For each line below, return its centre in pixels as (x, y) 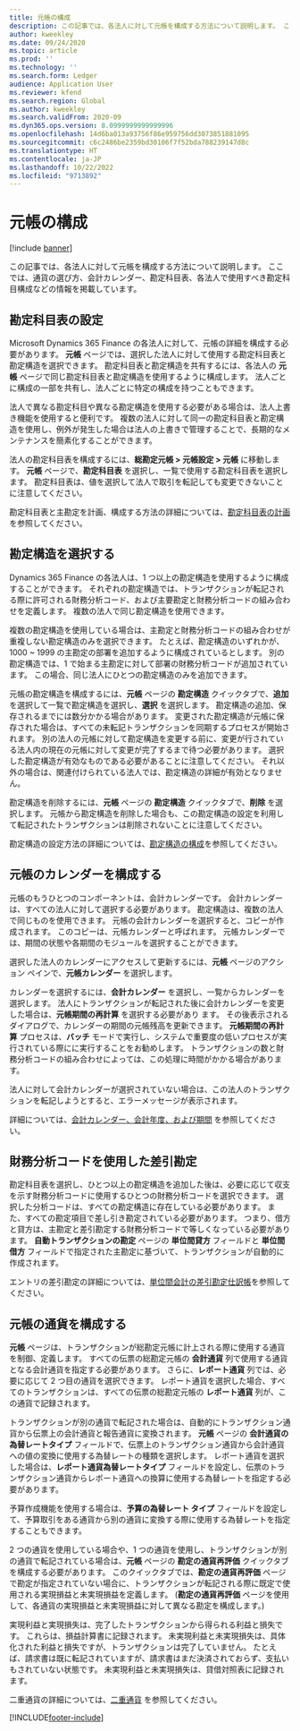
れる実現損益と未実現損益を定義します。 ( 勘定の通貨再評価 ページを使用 (157, 1595)
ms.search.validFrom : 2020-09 (66, 117)
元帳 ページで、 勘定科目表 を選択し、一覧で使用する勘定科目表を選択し (157, 470)
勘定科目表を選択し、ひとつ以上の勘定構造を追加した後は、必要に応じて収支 (150, 1185)
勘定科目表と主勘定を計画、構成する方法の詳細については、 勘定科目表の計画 (150, 512)
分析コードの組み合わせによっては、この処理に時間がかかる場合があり (146, 1059)
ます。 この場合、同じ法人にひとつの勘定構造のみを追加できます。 (131, 674)
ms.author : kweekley (48, 109)
